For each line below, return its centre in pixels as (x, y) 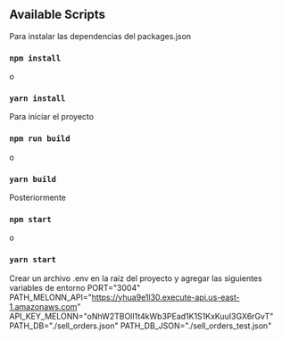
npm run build (40, 139)
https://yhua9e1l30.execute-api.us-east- (166, 297)
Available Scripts (57, 15)
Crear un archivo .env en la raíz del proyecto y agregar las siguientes (136, 278)
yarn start (33, 260)
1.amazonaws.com (43, 306)
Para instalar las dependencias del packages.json (100, 36)
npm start (30, 219)
